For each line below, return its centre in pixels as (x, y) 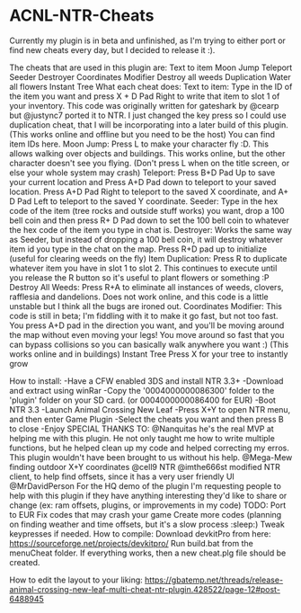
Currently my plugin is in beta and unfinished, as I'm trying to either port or (147, 40)
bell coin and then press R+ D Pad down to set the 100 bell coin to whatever (150, 220)
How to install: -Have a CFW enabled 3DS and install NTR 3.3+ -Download (146, 381)
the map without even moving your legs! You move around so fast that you (147, 334)
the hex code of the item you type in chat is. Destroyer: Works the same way (150, 229)
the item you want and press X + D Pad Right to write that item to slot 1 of (145, 96)
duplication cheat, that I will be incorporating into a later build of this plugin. (149, 124)
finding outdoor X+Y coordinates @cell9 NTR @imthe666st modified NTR (145, 466)
